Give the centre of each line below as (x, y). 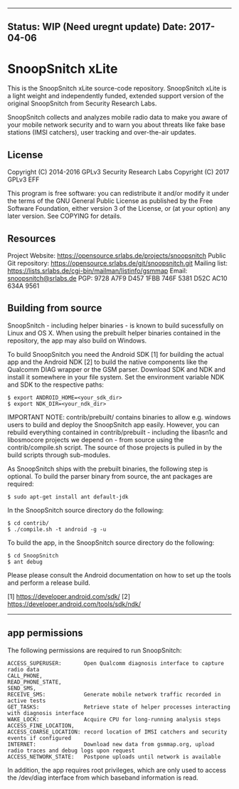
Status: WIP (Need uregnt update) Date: (97, 27)
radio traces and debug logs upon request (71, 751)
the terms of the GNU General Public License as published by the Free (110, 201)
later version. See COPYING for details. (65, 216)
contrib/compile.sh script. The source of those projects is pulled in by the (115, 447)
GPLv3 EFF (23, 179)
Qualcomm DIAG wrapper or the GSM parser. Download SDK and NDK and (116, 369)
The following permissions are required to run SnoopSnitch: (95, 650)
